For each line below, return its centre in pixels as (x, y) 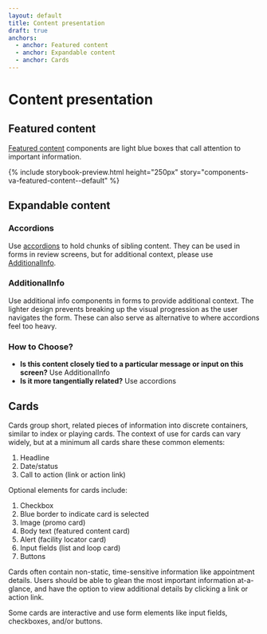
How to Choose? (41, 346)
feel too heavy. (33, 326)
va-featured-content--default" (58, 180)
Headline (35, 457)
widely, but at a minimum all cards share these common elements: (117, 442)
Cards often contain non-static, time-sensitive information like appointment (132, 572)
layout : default (35, 16)
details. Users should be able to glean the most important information (122, 580)
